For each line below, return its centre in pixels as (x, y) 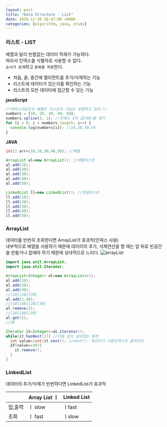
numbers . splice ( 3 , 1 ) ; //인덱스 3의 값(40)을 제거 (55, 118)
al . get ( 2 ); (17, 318)
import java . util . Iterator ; (35, 267)
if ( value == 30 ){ (26, 346)
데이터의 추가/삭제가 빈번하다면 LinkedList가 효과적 (56, 384)
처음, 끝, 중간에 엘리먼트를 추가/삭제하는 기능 (57, 77)
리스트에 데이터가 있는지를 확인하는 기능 (52, 84)
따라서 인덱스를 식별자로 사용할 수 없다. (44, 60)
